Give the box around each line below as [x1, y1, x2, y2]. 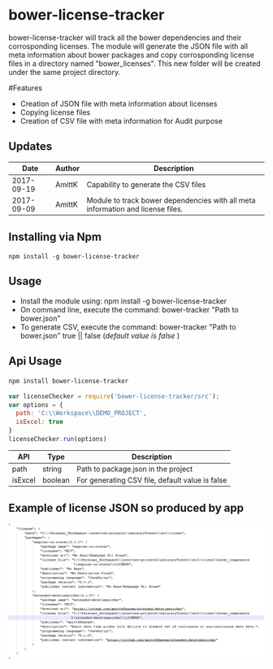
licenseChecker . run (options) [8, 435, 107, 444]
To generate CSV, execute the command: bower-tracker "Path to [19, 321, 236, 331]
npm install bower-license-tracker [8, 377, 129, 385]
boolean [42, 474, 71, 485]
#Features [8, 83, 43, 93]
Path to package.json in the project [76, 464, 193, 474]
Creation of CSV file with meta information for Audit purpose [19, 116, 223, 125]
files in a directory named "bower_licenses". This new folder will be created [8, 59, 262, 68]
